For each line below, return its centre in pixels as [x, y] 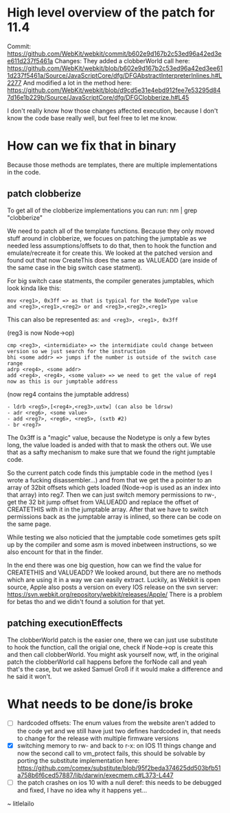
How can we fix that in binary [92, 146]
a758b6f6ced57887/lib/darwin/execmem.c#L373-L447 [95, 775]
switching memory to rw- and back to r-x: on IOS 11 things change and [116, 745]
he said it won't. [30, 676]
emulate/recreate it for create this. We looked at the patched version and [110, 253]
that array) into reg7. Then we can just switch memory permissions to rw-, [112, 494]
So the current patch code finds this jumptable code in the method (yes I [110, 473]
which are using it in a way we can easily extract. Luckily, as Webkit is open [114, 579]
